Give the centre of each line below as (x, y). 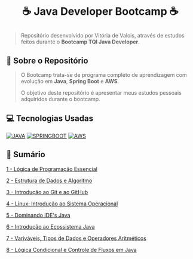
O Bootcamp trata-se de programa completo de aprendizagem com (104, 75)
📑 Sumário (26, 155)
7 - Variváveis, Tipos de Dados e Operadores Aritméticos (76, 238)
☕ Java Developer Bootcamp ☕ (100, 12)
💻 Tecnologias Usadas (50, 119)
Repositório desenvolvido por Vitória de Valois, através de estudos (103, 36)
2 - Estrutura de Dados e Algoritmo (49, 180)
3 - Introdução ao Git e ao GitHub (47, 192)
